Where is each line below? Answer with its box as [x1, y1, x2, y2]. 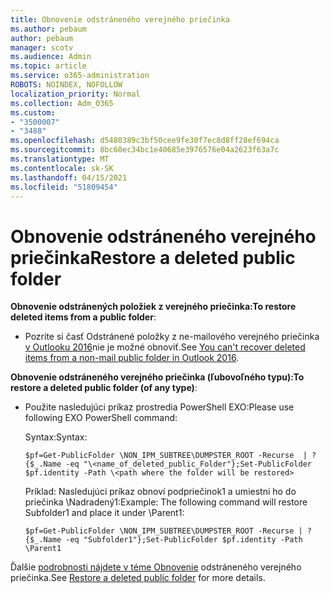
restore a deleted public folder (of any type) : [10, 382, 198, 394]
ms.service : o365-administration [10, 71, 150, 81]
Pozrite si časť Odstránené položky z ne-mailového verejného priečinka [24, 331, 320, 343]
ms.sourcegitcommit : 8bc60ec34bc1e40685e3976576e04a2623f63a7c [10, 145, 280, 155]
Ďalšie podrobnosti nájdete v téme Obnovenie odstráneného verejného [10, 561, 302, 573]
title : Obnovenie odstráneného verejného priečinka [10, 14, 230, 25]
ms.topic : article [10, 61, 87, 71]
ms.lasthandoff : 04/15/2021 [10, 172, 128, 183]
